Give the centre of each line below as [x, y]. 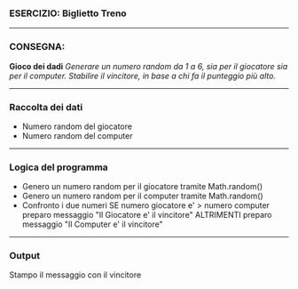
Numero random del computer [77, 135]
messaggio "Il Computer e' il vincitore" [92, 224]
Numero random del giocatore [77, 126]
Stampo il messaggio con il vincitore [75, 275]
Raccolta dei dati [46, 107]
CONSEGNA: [37, 47]
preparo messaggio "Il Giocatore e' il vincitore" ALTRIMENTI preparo [147, 215]
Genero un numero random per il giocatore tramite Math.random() [142, 187]
